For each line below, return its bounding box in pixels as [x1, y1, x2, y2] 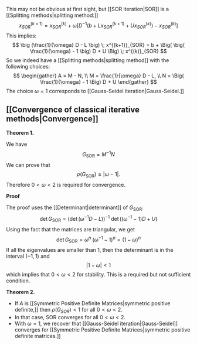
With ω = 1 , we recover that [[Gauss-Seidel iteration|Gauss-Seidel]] [14, 320, 178, 327]
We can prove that [6, 161, 51, 168]
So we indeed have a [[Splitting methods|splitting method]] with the [6, 57, 169, 64]
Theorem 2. [6, 289, 35, 296]
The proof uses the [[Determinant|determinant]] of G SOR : [6, 204, 144, 212]
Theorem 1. [6, 129, 34, 136]
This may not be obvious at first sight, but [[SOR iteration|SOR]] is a [6, 6, 169, 12]
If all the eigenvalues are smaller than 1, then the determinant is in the [6, 247, 174, 254]
